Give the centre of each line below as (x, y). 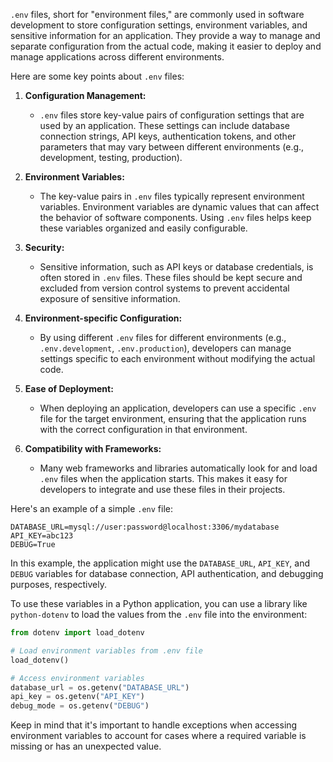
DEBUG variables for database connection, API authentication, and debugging (167, 573)
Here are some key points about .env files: (97, 76)
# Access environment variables (77, 678)
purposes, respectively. (59, 584)
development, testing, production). (111, 157)
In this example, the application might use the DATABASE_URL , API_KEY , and (160, 563)
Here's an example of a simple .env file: (92, 508)
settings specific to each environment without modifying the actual (177, 358)
